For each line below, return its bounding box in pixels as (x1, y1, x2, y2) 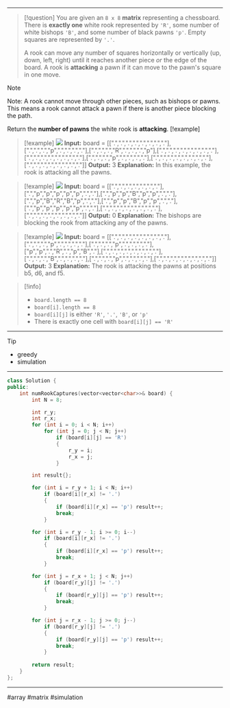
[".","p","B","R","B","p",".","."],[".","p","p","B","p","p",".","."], (23, 197, 178, 205)
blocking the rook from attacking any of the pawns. (23, 218, 168, 227)
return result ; (31, 661, 75, 668)
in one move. (23, 71, 61, 79)
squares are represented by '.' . (23, 36, 115, 43)
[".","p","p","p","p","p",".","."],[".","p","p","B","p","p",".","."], (23, 190, 177, 197)
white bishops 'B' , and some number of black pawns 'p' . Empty (23, 28, 207, 36)
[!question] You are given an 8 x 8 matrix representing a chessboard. (23, 14, 220, 21)
